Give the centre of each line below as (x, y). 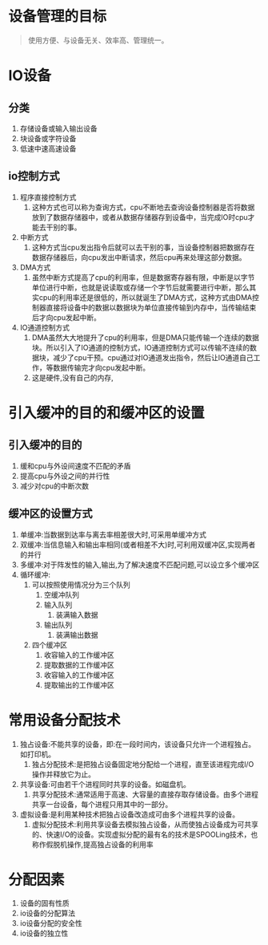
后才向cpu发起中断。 (66, 317)
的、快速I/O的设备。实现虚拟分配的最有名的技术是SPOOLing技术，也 (145, 834)
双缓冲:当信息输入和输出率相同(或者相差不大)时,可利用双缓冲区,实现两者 (138, 544)
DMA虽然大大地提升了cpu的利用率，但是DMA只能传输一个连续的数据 (146, 337)
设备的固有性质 (44, 903)
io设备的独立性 (44, 933)
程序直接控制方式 (48, 197)
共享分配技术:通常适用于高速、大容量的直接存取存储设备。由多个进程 (145, 794)
